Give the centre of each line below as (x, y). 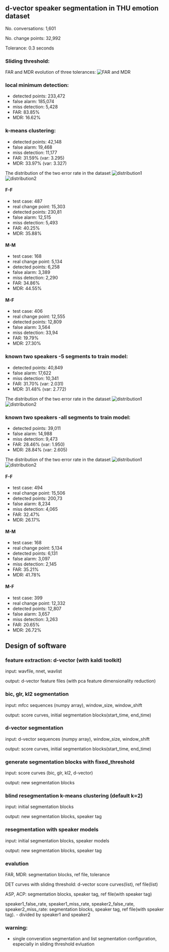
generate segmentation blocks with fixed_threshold (70, 761)
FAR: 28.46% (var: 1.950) (39, 444)
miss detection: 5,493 (35, 222)
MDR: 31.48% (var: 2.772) (39, 389)
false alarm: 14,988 (32, 434)
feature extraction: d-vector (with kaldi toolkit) (64, 660)
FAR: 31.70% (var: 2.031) (38, 384)
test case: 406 (27, 311)
